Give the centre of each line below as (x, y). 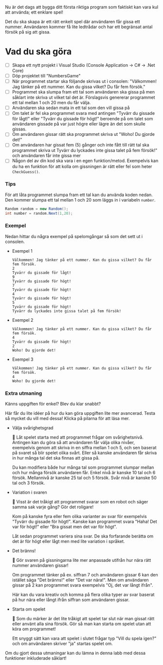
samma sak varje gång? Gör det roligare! (53, 507)
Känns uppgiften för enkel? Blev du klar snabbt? (53, 404)
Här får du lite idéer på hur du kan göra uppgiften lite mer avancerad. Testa (80, 413)
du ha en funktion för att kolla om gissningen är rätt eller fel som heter (82, 166)
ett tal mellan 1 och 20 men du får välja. (51, 103)
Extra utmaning (24, 393)
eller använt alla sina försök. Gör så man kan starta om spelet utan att (81, 624)
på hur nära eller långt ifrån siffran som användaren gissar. (71, 600)
